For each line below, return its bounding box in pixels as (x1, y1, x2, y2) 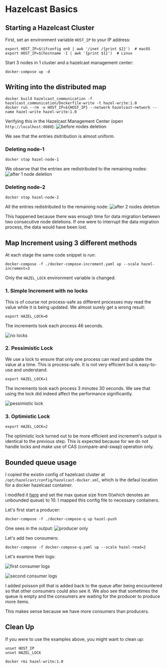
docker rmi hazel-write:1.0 (5, 659, 64, 664)
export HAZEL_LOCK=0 (5, 314, 48, 319)
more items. (5, 598, 30, 604)
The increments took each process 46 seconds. (5, 322, 104, 329)
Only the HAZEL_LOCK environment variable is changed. (5, 275, 116, 281)
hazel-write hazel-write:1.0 (16, 109, 77, 114)
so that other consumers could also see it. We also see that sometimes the (5, 588, 159, 594)
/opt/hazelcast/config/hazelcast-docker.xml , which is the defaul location (5, 477, 158, 483)
